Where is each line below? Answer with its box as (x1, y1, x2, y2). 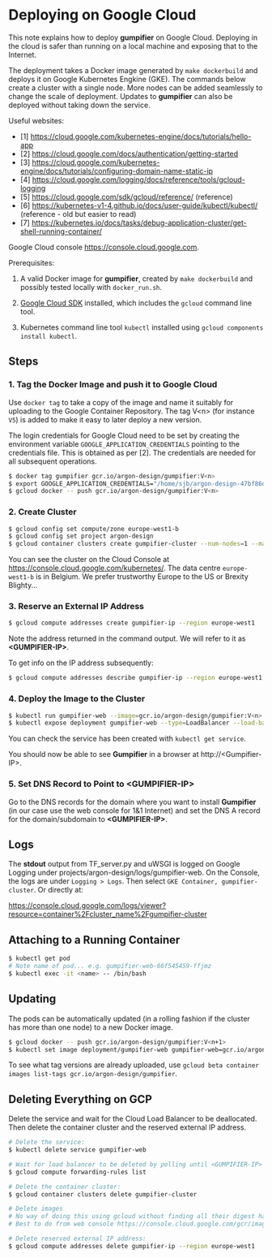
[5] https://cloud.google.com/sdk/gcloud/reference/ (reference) (19, 192, 233, 201)
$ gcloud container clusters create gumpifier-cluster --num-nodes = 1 (8, 540, 249, 548)
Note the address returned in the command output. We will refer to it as (8, 633, 246, 643)
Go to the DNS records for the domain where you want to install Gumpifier (8, 797, 257, 806)
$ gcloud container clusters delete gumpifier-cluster (8, 1190, 198, 1199)
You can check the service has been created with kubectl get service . (8, 733, 247, 744)
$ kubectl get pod (8, 954, 70, 963)
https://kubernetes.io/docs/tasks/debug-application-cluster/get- (31, 218, 247, 227)
